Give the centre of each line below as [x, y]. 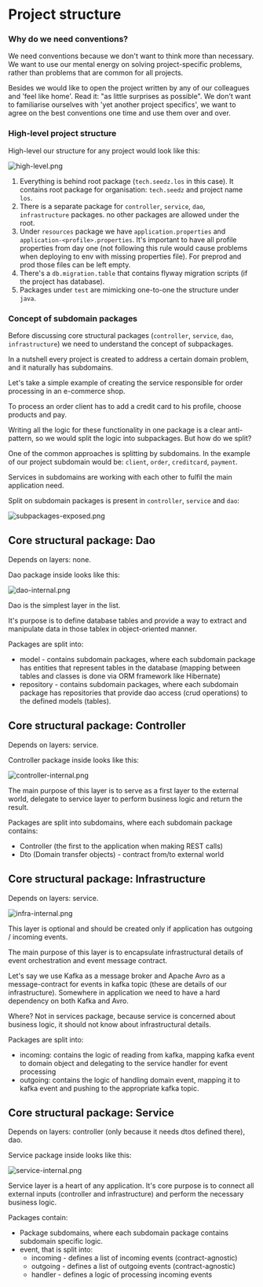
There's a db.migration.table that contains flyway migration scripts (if [133, 273]
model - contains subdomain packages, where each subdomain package [137, 659]
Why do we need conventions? [68, 39]
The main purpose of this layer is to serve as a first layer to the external [124, 790]
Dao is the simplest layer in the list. [64, 605]
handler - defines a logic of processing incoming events [122, 1274]
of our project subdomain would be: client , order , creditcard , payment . [123, 462]
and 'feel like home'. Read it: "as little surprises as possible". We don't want [130, 97]
